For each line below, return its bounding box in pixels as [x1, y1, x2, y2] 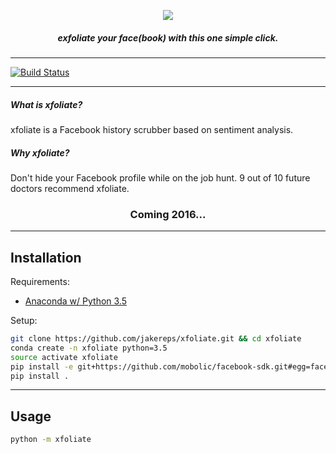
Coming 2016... [129, 207, 207, 221]
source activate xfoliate [10, 352, 118, 362]
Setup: [10, 315, 38, 327]
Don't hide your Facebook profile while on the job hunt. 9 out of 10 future [10, 171, 311, 184]
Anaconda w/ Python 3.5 [24, 295, 128, 307]
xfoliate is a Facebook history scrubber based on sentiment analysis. [10, 123, 294, 135]
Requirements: [10, 276, 70, 288]
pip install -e [10, 361, 74, 372]
